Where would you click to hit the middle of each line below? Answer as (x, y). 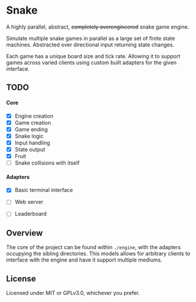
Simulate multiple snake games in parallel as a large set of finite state (91, 38)
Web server (29, 202)
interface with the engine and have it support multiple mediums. (84, 260)
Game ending (31, 129)
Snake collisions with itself (47, 163)
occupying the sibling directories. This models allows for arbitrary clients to (98, 254)
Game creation (33, 122)
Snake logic (29, 136)
